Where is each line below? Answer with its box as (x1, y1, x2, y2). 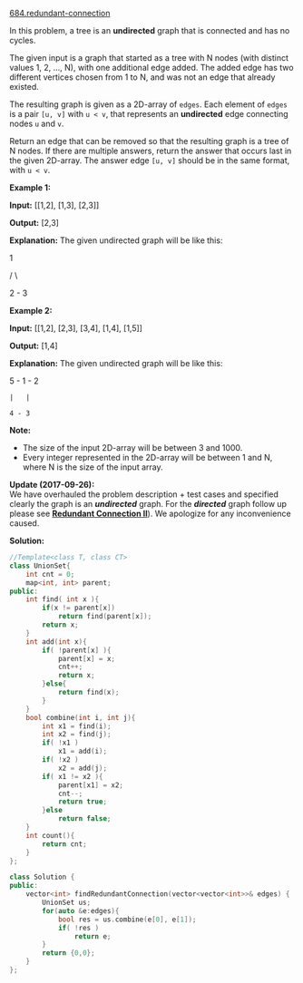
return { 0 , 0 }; (42, 949, 95, 958)
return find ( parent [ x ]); (57, 612, 152, 621)
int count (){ (25, 831, 75, 840)
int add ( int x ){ (25, 637, 88, 647)
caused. (9, 518, 40, 529)
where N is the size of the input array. (22, 462, 163, 472)
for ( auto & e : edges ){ (42, 906, 120, 915)
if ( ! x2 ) (42, 755, 79, 764)
